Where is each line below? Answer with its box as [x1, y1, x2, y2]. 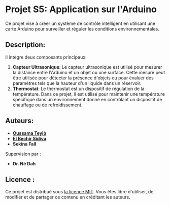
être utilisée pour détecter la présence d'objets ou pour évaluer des [12, 75, 154, 81]
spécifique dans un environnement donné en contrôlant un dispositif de [12, 96, 162, 102]
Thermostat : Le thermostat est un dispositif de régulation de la [12, 85, 145, 92]
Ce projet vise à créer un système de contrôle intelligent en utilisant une [5, 20, 156, 26]
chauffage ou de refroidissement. [12, 102, 83, 108]
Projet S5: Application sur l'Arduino [5, 4, 157, 15]
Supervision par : [5, 151, 41, 157]
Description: [5, 41, 46, 49]
